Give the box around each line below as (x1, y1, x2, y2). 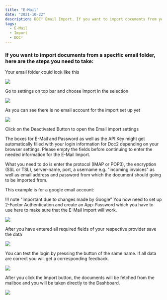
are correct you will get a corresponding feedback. (5, 256, 109, 262)
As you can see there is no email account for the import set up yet (5, 107, 141, 113)
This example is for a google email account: (5, 187, 94, 193)
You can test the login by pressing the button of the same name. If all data (5, 250, 157, 257)
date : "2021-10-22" (5, 12, 46, 17)
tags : (5, 21, 16, 26)
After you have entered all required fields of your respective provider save (5, 226, 157, 232)
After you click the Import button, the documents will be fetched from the (5, 275, 155, 281)
